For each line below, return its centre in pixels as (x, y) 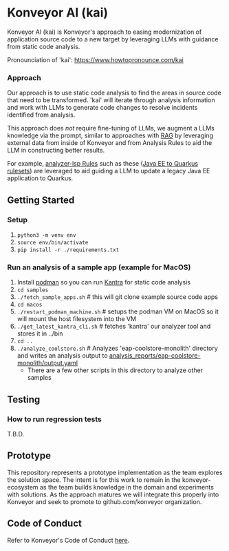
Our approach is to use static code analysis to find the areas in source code (114, 93)
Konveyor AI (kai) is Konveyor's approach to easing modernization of (105, 32)
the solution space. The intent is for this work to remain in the (94, 480)
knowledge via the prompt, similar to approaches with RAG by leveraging (110, 135)
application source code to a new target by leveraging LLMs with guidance (113, 39)
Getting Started (41, 200)
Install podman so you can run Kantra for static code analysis (104, 282)
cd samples (33, 290)
